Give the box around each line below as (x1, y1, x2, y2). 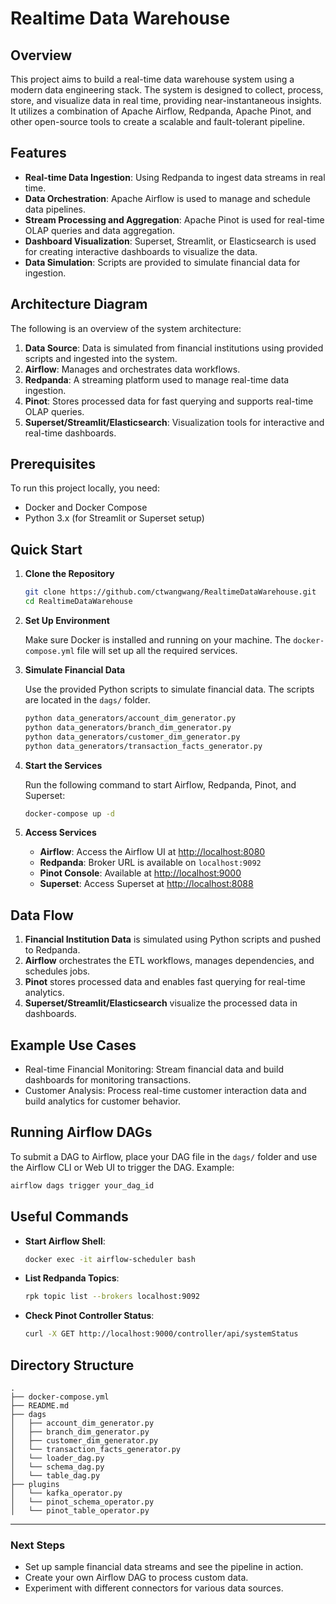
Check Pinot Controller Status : (24, 1310, 155, 1322)
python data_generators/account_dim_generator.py (24, 713, 237, 723)
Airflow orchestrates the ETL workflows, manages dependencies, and (24, 955, 315, 967)
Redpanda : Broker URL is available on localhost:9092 (39, 857, 262, 869)
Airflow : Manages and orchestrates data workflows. (24, 363, 241, 375)
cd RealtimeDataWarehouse (24, 597, 133, 607)
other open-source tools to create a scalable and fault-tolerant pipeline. (10, 116, 305, 127)
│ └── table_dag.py (10, 1470, 101, 1481)
